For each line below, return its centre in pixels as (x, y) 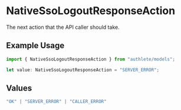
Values (19, 88)
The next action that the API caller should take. (63, 27)
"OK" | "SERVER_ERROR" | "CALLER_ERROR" (57, 102)
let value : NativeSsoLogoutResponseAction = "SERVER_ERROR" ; (83, 70)
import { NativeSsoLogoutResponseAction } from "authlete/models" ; (91, 59)
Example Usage (35, 46)
